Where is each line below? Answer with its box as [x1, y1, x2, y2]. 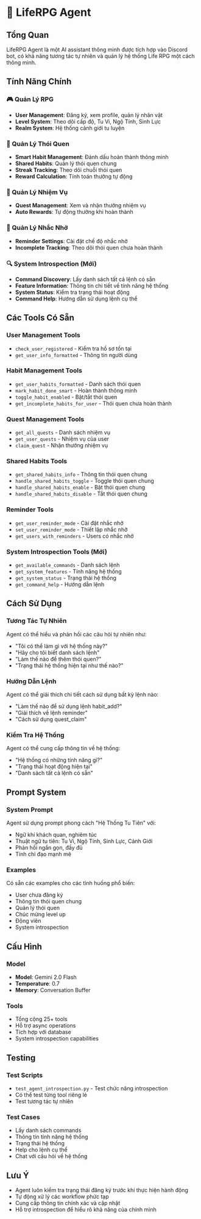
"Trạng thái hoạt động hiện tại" [15, 763, 93, 770]
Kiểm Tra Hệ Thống [6, 731, 65, 739]
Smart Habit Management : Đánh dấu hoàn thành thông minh [15, 153, 169, 160]
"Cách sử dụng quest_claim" [15, 716, 87, 723]
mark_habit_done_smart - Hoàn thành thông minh [15, 386, 137, 394]
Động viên [15, 917, 41, 925]
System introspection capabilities [15, 1035, 99, 1042]
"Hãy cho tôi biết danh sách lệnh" [15, 649, 100, 656]
